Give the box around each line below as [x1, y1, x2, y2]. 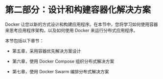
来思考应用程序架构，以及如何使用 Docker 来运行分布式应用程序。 [5, 27, 138, 33]
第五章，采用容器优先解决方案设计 [12, 48, 81, 54]
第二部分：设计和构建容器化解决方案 [5, 4, 151, 16]
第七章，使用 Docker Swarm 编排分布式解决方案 [12, 68, 109, 74]
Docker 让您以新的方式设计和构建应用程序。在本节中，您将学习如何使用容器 [5, 21, 158, 27]
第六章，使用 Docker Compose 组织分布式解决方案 [12, 58, 115, 64]
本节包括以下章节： [5, 37, 44, 44]
